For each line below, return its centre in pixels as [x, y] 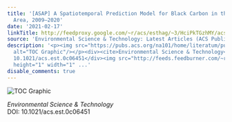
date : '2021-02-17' [35, 26]
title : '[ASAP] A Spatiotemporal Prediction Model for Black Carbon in [112, 13]
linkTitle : [23, 33]
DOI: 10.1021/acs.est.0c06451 [49, 112]
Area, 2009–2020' [38, 20]
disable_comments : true [41, 71]
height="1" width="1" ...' [52, 65]
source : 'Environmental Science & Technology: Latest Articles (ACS [108, 39]
